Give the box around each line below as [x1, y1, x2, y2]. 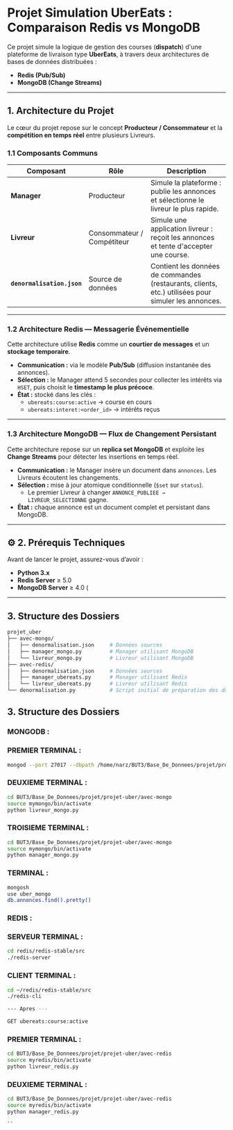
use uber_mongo [7, 890, 51, 898]
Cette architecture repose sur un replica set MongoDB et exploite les [7, 445, 205, 453]
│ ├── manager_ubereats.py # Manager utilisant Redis [7, 674, 188, 681]
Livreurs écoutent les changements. [17, 473, 120, 481]
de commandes [150, 270, 202, 280]
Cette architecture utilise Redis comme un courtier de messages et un [7, 340, 209, 348]
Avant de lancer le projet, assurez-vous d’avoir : [7, 555, 144, 564]
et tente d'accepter [150, 241, 213, 251]
